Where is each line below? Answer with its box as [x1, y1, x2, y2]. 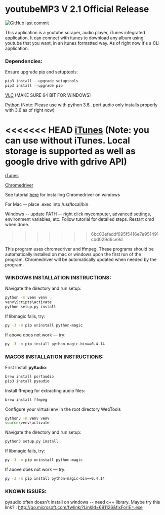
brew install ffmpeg [5, 397, 48, 402]
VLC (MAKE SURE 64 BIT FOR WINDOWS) [5, 92, 91, 98]
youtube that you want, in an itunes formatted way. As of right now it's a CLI [5, 40, 160, 46]
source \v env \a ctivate [5, 420, 50, 425]
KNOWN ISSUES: [5, 488, 47, 495]
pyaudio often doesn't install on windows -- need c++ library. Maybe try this [5, 499, 161, 505]
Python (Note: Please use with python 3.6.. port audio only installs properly [5, 102, 158, 108]
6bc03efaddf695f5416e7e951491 [91, 231, 159, 237]
